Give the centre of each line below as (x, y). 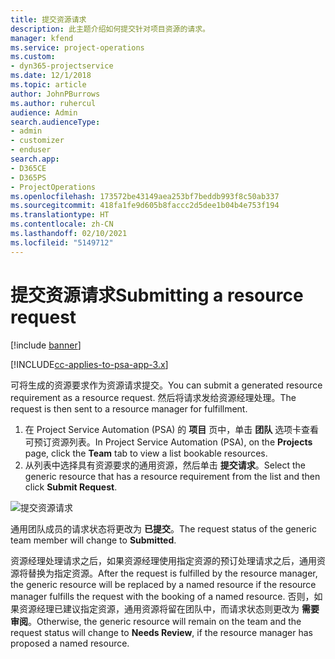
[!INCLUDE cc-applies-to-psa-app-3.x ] (89, 364)
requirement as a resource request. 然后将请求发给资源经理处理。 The (153, 397)
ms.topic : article (48, 85)
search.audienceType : (55, 122)
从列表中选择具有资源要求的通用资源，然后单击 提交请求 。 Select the (165, 465)
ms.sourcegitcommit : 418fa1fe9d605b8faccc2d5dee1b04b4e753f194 (145, 206)
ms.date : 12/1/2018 (51, 76)
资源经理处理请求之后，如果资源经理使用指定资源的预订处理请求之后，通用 (163, 560)
